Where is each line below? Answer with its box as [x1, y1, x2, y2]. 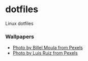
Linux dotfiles [5, 20, 34, 26]
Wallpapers [5, 33, 35, 40]
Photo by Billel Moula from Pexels [12, 45, 83, 51]
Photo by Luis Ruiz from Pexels [12, 50, 78, 56]
